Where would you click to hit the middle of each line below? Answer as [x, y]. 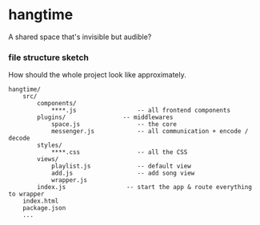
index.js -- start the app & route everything [144, 187]
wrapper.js [69, 180]
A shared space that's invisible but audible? [80, 37]
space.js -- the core [114, 124]
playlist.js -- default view [121, 166]
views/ [48, 160]
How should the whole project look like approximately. [97, 75]
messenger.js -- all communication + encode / [150, 132]
